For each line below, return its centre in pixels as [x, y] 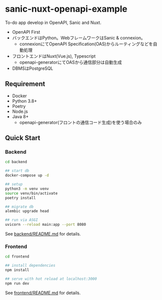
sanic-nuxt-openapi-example [66, 9]
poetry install [20, 198]
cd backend [16, 162]
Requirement [25, 84]
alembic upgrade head [27, 211]
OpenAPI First [26, 32]
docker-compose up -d [27, 175]
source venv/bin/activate [31, 193]
